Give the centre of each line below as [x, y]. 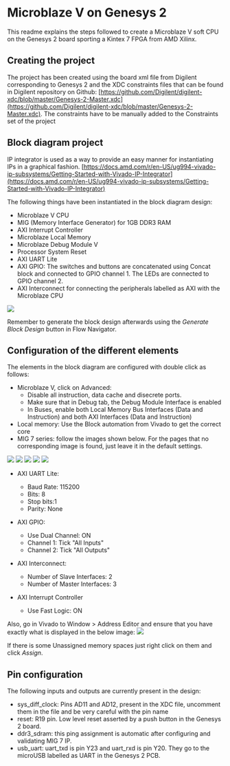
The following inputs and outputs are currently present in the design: [104, 691]
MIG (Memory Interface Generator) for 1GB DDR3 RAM [94, 222]
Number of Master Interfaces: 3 [72, 584]
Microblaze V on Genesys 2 [87, 13]
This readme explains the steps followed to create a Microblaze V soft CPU [113, 32]
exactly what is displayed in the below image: [71, 632]
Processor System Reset [52, 252]
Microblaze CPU [40, 295]
